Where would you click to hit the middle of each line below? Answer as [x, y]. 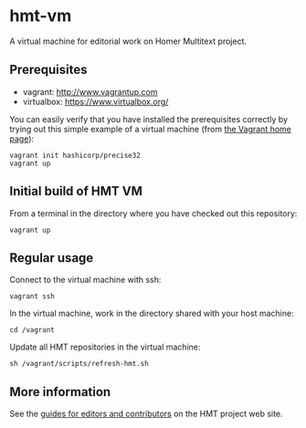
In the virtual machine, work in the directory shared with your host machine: [152, 313]
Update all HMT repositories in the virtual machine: [105, 347]
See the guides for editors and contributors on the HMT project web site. [146, 414]
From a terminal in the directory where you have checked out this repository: [153, 213]
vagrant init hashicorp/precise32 [75, 155]
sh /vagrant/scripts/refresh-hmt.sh [79, 364]
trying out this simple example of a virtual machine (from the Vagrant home [151, 129]
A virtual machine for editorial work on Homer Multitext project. [128, 41]
